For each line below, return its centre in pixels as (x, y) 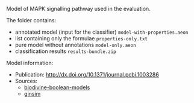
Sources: (26, 81)
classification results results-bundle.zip (65, 51)
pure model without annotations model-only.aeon (76, 45)
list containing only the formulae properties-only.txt (81, 38)
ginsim (32, 94)
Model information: (30, 63)
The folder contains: (31, 20)
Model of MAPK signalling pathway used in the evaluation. (78, 9)
